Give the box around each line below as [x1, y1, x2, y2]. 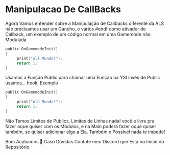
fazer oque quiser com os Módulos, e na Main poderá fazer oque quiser [5, 123, 157, 129]
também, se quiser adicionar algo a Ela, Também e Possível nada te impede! [5, 129, 165, 135]
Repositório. [5, 144, 31, 150]
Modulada [5, 37, 27, 43]
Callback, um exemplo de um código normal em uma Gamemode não [5, 31, 151, 37]
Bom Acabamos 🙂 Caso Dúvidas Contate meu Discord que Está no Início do [5, 138, 164, 144]
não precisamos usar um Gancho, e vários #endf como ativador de [5, 25, 146, 32]
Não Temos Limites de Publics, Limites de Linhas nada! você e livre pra [5, 118, 155, 124]
